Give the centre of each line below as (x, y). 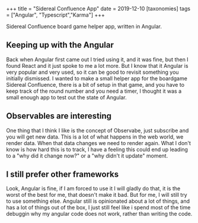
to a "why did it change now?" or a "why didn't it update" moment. (87, 156)
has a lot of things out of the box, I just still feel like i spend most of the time (98, 208)
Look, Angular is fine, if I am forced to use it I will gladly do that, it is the (93, 189)
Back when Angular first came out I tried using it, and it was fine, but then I (97, 59)
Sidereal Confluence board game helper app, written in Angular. (84, 26)
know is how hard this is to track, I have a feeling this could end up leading (97, 149)
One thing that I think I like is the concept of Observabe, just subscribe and (98, 130)
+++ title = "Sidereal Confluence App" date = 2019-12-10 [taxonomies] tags (98, 9)
